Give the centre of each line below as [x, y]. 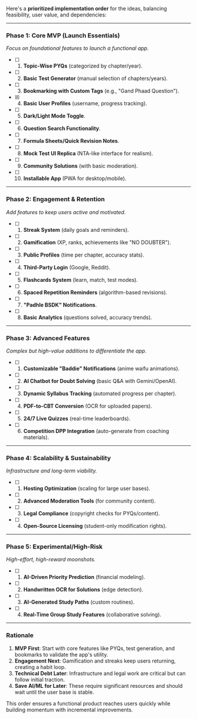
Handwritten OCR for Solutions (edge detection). [83, 590]
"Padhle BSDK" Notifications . [60, 305]
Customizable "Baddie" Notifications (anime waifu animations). [101, 368]
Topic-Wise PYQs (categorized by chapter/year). [83, 66]
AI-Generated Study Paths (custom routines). [79, 602]
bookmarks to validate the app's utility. [61, 654]
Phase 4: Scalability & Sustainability [59, 458]
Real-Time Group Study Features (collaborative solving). [92, 615]
